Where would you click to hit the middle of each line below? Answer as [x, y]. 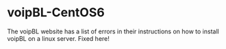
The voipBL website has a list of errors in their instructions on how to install [113, 31]
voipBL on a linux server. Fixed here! [58, 38]
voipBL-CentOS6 [56, 13]
